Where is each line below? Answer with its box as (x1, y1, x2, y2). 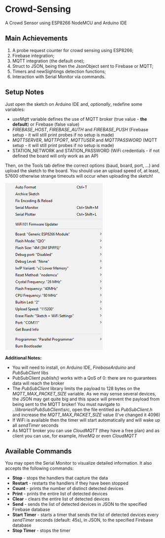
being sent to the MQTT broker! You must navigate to (12, 401, 121, 407)
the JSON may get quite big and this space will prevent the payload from (12, 396, 160, 402)
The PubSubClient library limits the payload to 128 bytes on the (12, 385, 140, 391)
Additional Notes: (5, 355, 42, 361)
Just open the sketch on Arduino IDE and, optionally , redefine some (5, 101, 143, 107)
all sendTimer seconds (12, 422, 59, 428)
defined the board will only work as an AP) (12, 152, 99, 159)
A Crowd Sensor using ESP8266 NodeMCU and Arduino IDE (5, 20, 127, 26)
